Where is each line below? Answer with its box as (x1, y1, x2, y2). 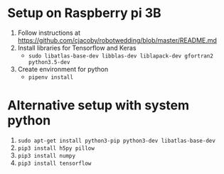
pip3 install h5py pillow (17, 144, 95, 152)
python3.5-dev (28, 58, 70, 65)
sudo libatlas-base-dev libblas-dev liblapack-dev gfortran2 (28, 52, 213, 60)
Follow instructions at (17, 28, 80, 37)
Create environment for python (17, 65, 109, 73)
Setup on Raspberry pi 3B (7, 5, 161, 21)
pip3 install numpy (17, 152, 76, 159)
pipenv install (28, 73, 73, 81)
